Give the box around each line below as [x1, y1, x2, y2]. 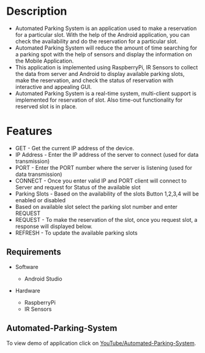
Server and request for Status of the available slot [15, 183, 141, 191]
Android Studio [24, 275, 62, 283]
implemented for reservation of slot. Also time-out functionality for [15, 96, 183, 104]
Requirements [6, 247, 61, 257]
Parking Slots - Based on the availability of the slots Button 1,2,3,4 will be [15, 190, 199, 197]
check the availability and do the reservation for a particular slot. [15, 37, 178, 45]
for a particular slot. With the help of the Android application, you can [15, 31, 190, 38]
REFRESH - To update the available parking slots [15, 229, 138, 237]
